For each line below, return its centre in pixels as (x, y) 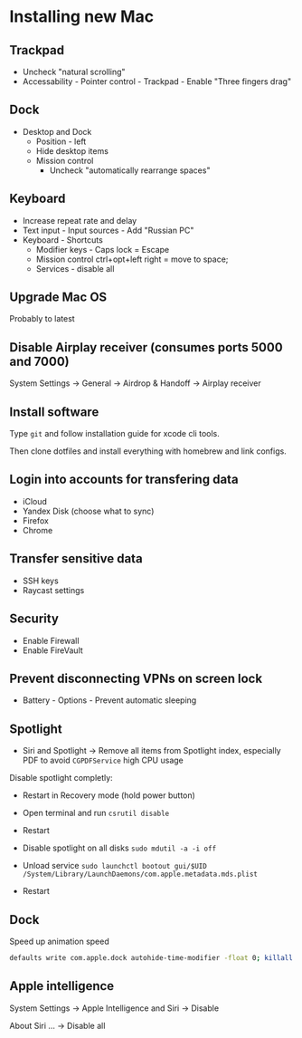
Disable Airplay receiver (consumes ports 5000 (146, 347)
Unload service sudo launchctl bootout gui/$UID (115, 866)
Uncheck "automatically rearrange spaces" (130, 170)
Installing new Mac (82, 17)
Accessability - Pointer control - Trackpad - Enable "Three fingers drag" (157, 82)
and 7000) (39, 361)
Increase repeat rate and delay (80, 220)
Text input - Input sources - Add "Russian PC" (108, 230)
